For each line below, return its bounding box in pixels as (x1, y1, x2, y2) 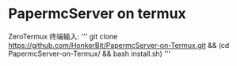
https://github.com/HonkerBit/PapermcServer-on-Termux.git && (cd (8, 40, 230, 49)
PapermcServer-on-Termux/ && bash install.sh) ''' (8, 49, 171, 58)
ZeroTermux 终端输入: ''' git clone (8, 31, 118, 41)
